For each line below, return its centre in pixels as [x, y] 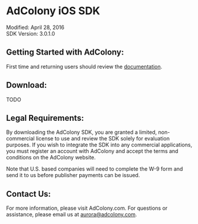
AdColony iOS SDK [53, 11]
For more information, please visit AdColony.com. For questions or [87, 208]
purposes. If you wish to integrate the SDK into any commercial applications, [99, 145]
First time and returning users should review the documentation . [84, 66]
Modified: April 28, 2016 [35, 27]
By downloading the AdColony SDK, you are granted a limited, [82, 132]
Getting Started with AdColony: [65, 52]
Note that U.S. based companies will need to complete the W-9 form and [95, 169]
